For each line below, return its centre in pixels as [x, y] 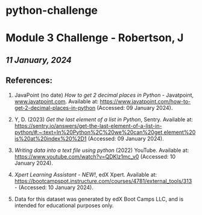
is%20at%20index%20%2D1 [50, 138]
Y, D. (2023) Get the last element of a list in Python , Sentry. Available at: [104, 119]
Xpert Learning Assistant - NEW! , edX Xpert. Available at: [86, 174]
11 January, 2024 [39, 60]
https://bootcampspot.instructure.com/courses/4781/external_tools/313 [103, 181]
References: [29, 81]
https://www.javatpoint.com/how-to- [145, 101]
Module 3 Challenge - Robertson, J [95, 38]
